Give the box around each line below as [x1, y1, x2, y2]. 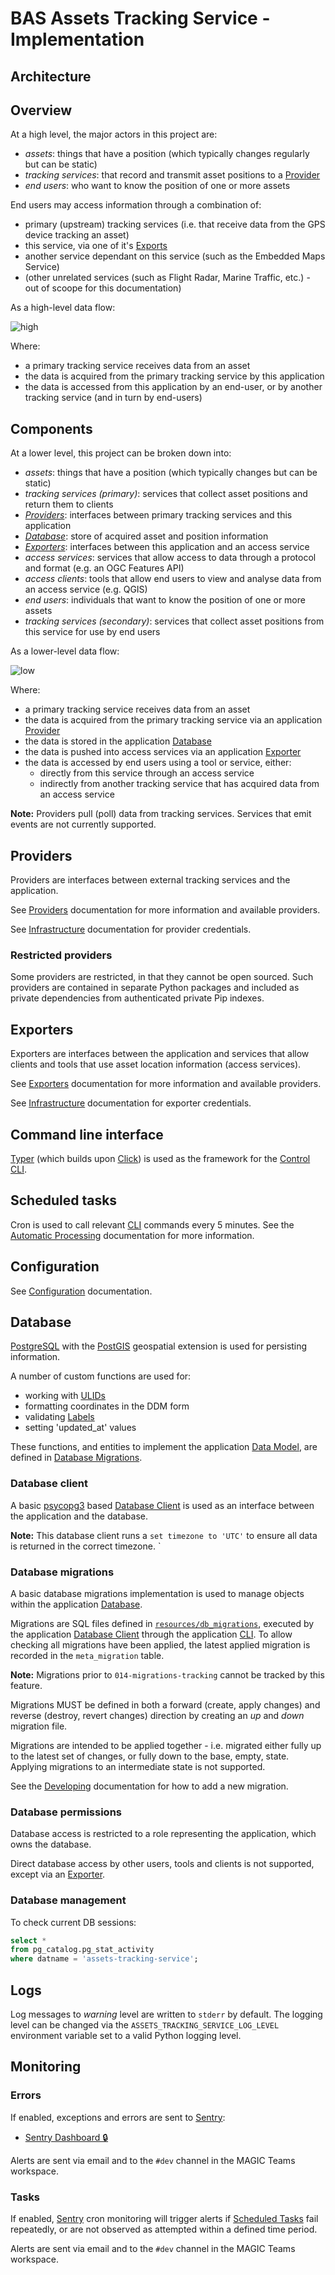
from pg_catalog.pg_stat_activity [10, 1945, 155, 1955]
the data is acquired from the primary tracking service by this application [24, 370, 325, 382]
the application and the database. [10, 1510, 149, 1522]
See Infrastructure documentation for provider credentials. [10, 923, 252, 936]
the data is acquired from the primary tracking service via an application [24, 714, 323, 726]
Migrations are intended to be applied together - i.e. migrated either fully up [10, 1739, 322, 1751]
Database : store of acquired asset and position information [24, 530, 269, 542]
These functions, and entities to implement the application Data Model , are [10, 1441, 318, 1453]
